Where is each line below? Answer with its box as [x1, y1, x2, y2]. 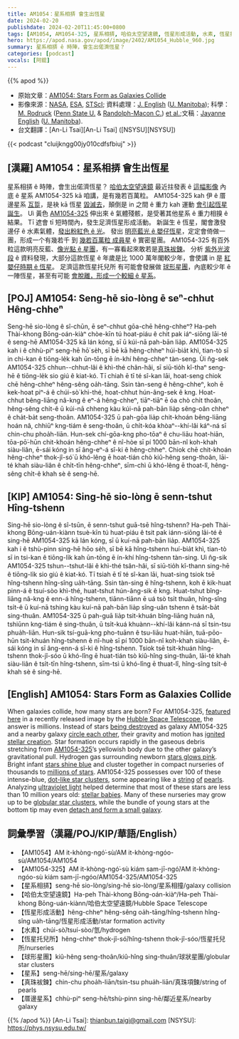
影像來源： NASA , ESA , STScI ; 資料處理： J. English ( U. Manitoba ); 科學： [17, 100, 230, 108]
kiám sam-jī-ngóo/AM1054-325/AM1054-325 [44, 872, 178, 881]
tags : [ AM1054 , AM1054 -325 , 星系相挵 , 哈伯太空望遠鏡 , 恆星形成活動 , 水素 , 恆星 [7, 30, 230, 38]
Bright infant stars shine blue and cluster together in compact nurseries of [7, 760, 224, 768]
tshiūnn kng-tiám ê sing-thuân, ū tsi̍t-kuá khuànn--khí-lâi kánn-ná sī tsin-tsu [7, 620, 231, 629]
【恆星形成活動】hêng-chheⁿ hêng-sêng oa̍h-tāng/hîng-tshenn [17, 907, 203, 916]
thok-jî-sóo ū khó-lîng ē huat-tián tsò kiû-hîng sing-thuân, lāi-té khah [28, 652, 231, 660]
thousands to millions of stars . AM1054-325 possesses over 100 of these [7, 768, 222, 776]
